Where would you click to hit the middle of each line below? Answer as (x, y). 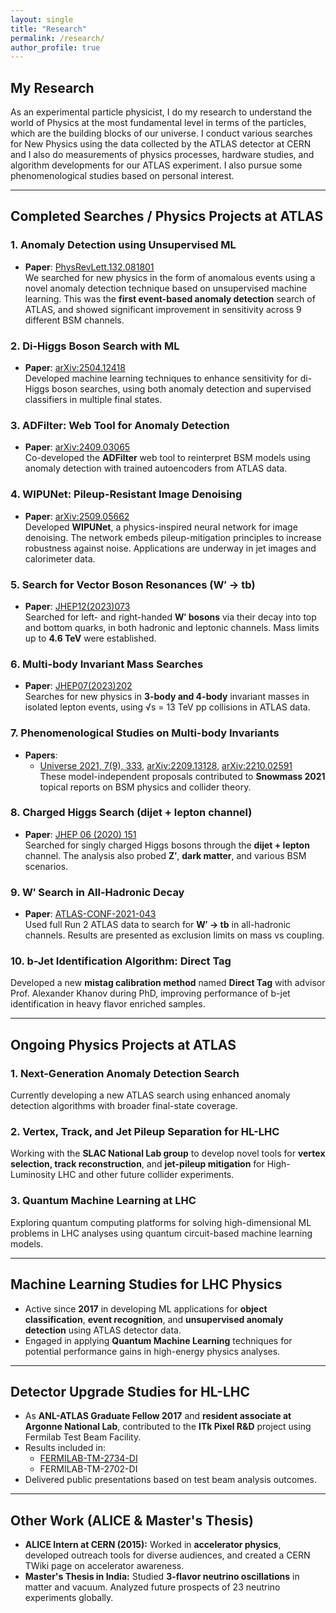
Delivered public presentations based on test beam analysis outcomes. (170, 1480)
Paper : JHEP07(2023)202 (78, 686)
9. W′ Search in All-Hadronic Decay (97, 892)
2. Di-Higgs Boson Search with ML (95, 346)
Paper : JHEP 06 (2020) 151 (80, 834)
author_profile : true (55, 47)
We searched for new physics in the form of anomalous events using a (170, 277)
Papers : (41, 755)
